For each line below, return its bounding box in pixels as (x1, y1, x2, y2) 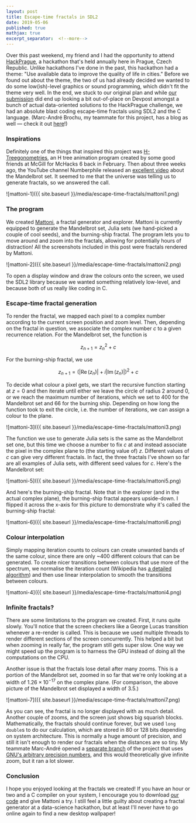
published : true (6, 25, 46, 31)
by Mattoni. (6, 249, 33, 256)
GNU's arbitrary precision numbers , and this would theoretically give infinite (6, 751, 189, 758)
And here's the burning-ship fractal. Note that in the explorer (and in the (6, 488, 180, 495)
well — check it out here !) (6, 120, 68, 127)
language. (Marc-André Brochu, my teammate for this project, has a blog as (6, 114, 188, 120)
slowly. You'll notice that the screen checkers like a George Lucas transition (6, 623, 188, 630)
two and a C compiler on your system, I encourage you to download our (6, 791, 180, 798)
